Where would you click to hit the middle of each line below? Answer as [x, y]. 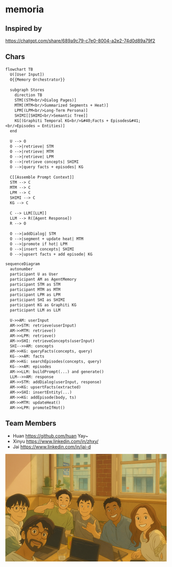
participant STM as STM [35, 284]
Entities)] [53, 126]
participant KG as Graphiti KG [43, 305]
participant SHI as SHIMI [38, 300]
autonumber [21, 269]
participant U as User [34, 274]
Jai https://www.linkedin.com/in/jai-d [52, 447]
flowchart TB [19, 69]
